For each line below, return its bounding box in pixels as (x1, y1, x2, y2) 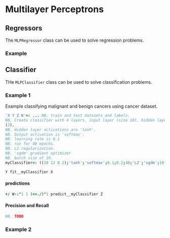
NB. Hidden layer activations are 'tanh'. (5, 127, 96, 132)
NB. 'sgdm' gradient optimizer (5, 151, 71, 156)
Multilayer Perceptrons (5, 4, 104, 15)
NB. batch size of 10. (5, 155, 53, 160)
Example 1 (5, 91, 31, 98)
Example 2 (5, 226, 32, 233)
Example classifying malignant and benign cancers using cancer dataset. (5, 103, 158, 110)
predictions (5, 180, 30, 186)
